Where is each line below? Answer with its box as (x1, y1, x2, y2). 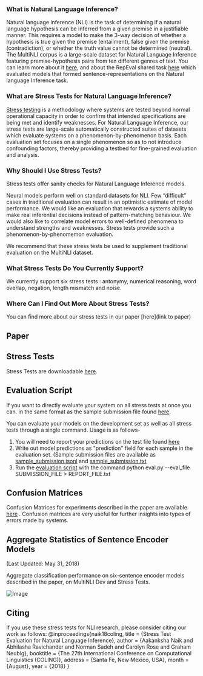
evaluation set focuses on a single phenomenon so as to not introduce (6, 138, 182, 145)
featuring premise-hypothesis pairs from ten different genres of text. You (6, 57, 188, 65)
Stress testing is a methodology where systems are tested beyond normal (6, 106, 190, 113)
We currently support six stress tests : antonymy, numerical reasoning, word (6, 278, 197, 285)
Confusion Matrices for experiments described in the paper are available (6, 504, 188, 511)
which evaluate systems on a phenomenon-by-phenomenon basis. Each (6, 131, 187, 139)
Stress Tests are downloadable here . (6, 367, 98, 375)
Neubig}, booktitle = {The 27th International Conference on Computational (6, 649, 192, 657)
